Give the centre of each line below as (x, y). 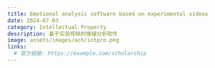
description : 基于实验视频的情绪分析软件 (63, 34)
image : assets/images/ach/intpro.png (63, 40)
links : (17, 47)
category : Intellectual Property (57, 27)
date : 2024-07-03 (33, 21)
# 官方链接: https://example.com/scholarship (80, 54)
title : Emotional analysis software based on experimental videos (108, 14)
